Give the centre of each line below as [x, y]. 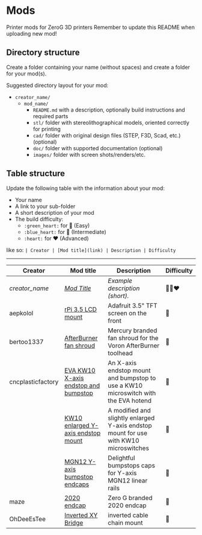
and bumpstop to [132, 378]
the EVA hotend [130, 400]
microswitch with [132, 393]
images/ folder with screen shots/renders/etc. [89, 154]
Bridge [74, 522]
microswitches [128, 448]
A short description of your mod [54, 212]
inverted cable [128, 515]
